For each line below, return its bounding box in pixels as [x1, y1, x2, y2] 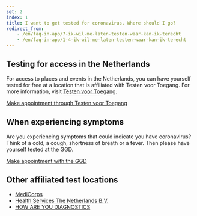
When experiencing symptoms [6, 117, 124, 127]
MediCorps [14, 191, 43, 198]
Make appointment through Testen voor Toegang [6, 99, 127, 106]
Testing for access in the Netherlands [6, 59, 150, 69]
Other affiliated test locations [6, 175, 118, 185]
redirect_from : [6, 25, 44, 32]
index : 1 [6, 14, 28, 20]
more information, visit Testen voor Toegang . [6, 88, 118, 95]
